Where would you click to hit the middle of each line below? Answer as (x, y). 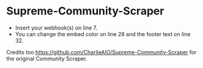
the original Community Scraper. (47, 58)
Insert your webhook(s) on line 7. (56, 28)
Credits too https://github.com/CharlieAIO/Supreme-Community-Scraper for (101, 52)
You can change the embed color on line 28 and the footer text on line (103, 34)
